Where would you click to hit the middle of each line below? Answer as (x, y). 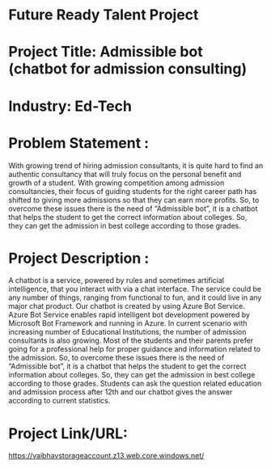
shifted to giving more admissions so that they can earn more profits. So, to (134, 200)
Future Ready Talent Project (104, 15)
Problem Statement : (79, 143)
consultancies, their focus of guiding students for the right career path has (133, 191)
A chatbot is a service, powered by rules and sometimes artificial (116, 280)
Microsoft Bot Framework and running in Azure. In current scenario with (128, 323)
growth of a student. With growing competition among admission (116, 183)
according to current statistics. (59, 401)
